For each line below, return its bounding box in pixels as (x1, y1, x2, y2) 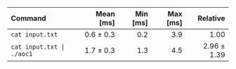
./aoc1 (11, 50, 33, 58)
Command (11, 13, 47, 23)
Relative (197, 13, 225, 23)
